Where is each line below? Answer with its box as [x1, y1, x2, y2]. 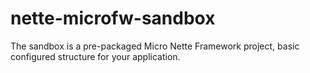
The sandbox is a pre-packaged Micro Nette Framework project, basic [10, 40, 300, 52]
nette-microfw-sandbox [10, 7, 216, 30]
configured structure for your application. [10, 50, 181, 62]
